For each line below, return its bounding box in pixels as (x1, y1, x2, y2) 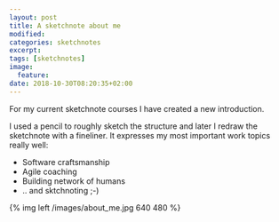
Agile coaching (21, 166, 77, 177)
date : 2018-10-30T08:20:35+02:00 (9, 79, 133, 88)
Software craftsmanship (21, 156, 110, 167)
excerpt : (9, 46, 42, 55)
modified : (9, 29, 46, 38)
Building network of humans (21, 175, 126, 186)
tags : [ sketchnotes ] (9, 54, 86, 63)
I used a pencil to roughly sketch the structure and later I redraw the (9, 121, 258, 131)
